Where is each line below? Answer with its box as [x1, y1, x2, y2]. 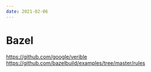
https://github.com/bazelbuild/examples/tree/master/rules [6, 59, 146, 66]
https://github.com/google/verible [6, 53, 87, 60]
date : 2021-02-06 [6, 8, 48, 15]
